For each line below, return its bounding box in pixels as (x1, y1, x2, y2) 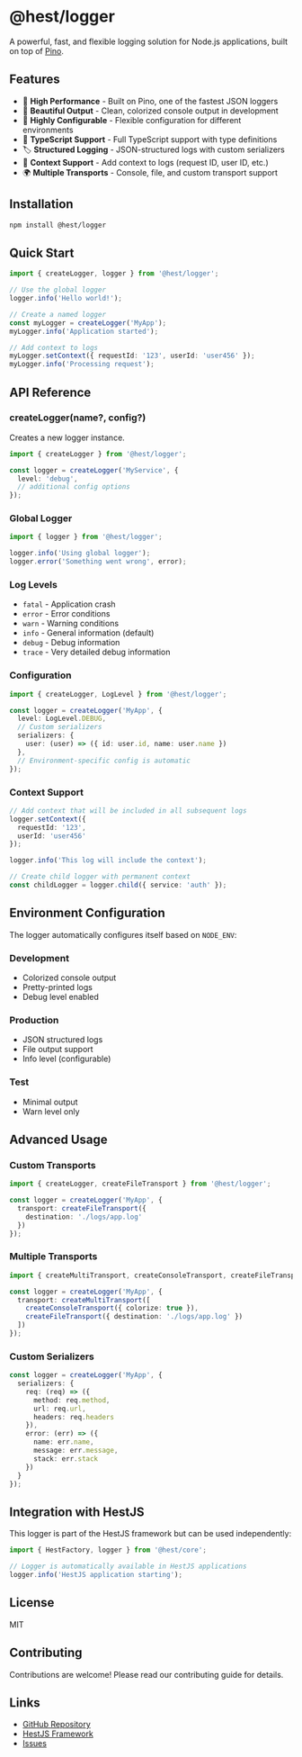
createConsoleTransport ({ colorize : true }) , (25, 1303, 200, 1313)
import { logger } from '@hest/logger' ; (9, 533, 164, 542)
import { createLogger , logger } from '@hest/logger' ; (9, 269, 219, 278)
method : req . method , (32, 1395, 111, 1405)
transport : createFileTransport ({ (17, 1204, 147, 1213)
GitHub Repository (22, 1719, 92, 1730)
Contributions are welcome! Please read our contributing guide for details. (9, 1669, 284, 1680)
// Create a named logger (9, 310, 106, 319)
